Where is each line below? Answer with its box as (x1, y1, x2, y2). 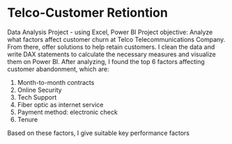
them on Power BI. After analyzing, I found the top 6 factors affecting (7, 57, 206, 65)
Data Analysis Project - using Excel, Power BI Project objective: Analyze (7, 28, 213, 36)
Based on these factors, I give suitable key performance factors (7, 129, 190, 137)
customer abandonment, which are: (7, 65, 109, 73)
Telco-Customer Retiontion (7, 5, 169, 21)
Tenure (17, 115, 38, 123)
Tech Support (17, 93, 57, 102)
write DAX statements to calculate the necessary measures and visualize (7, 50, 216, 58)
